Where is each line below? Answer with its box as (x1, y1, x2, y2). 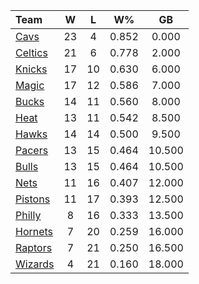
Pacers (15, 144, 49, 157)
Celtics (15, 46, 48, 59)
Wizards (15, 257, 55, 271)
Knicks (15, 62, 48, 76)
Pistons (15, 192, 51, 206)
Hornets (15, 225, 54, 238)
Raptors (15, 241, 53, 254)
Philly (15, 209, 42, 222)
